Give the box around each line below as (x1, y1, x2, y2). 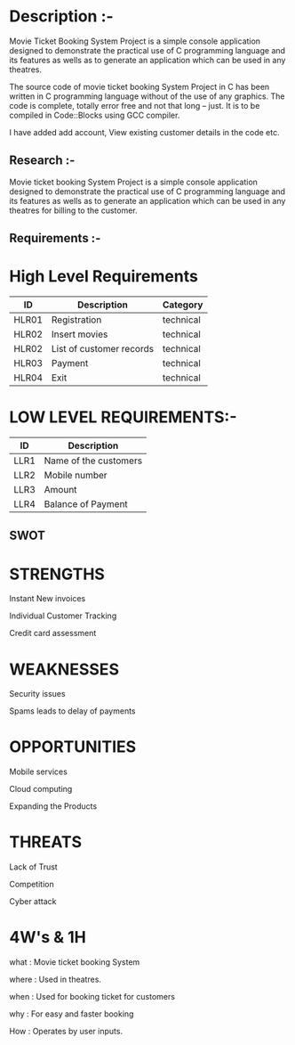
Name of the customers (44, 454, 143, 467)
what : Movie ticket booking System (9, 957, 140, 967)
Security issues (9, 689, 66, 699)
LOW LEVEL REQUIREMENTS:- (9, 407, 237, 428)
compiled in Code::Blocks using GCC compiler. (9, 110, 180, 120)
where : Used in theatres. (9, 974, 102, 985)
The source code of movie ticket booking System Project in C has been (9, 81, 270, 92)
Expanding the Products (9, 801, 98, 812)
